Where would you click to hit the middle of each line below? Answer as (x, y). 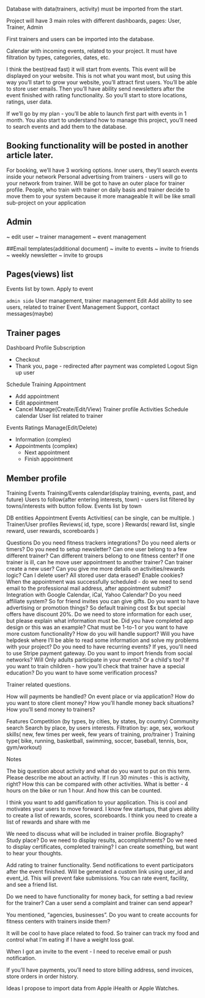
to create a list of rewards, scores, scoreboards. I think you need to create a (102, 816)
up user (25, 373)
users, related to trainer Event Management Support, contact (83, 307)
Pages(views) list (40, 274)
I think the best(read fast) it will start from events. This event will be (91, 69)
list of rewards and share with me (48, 822)
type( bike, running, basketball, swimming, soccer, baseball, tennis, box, (97, 741)
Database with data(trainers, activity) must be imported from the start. (95, 9)
